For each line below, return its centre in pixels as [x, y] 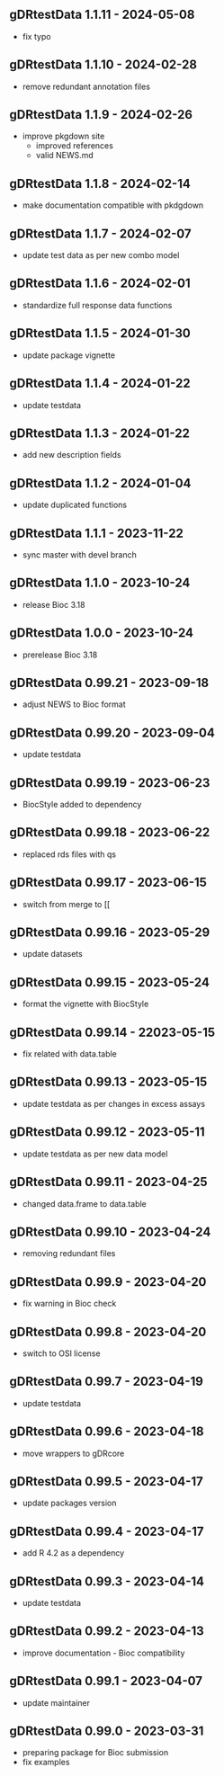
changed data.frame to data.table [84, 1203]
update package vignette [68, 355]
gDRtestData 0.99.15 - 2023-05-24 [109, 982]
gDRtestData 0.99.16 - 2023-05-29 [110, 933]
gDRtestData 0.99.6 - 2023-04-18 [107, 1432]
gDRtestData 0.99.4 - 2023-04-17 [107, 1531]
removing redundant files [69, 1254]
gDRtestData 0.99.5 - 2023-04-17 [107, 1481]
